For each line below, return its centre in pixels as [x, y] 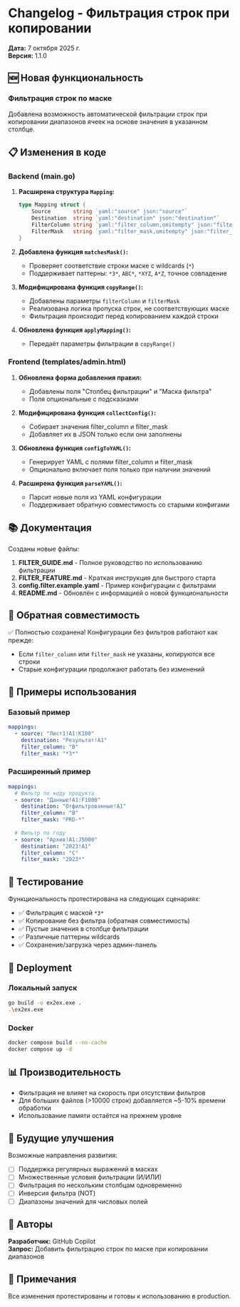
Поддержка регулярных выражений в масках [88, 1169]
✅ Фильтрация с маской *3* [61, 913]
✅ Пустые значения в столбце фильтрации [83, 929]
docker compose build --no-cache [58, 1042]
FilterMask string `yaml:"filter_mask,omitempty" [110, 231]
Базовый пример [39, 712]
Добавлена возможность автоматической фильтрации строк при [108, 114]
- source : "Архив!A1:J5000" [56, 840]
